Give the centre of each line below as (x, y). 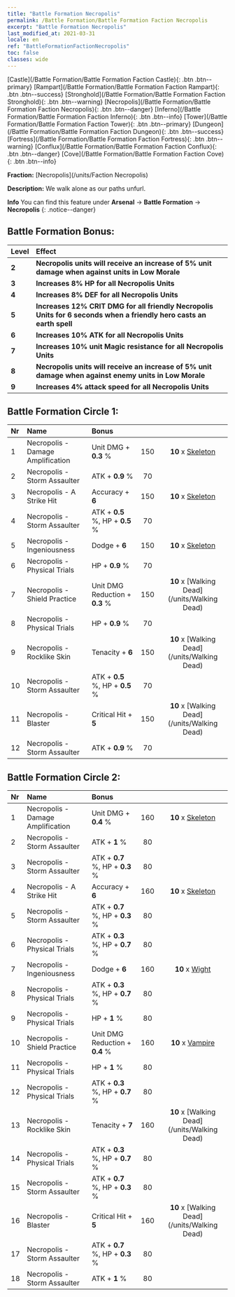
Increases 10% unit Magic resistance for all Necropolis (130, 346)
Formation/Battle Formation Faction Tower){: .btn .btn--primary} (99, 124)
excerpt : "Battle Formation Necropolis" (67, 27)
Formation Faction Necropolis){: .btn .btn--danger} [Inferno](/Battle (104, 109)
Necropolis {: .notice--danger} (52, 209)
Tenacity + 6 (112, 653)
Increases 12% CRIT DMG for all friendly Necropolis (124, 306)
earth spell (54, 323)
